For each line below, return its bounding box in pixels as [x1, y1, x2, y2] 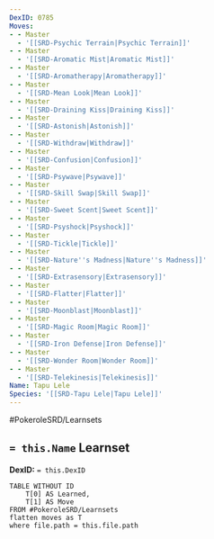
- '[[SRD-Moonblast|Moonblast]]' [17, 306, 143, 315]
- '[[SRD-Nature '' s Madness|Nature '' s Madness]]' [17, 256, 207, 265]
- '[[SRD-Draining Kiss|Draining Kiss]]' [17, 105, 175, 114]
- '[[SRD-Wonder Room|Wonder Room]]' [17, 356, 159, 365]
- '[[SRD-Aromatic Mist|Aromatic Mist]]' [17, 55, 175, 64]
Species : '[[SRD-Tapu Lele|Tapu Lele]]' [9, 390, 164, 399]
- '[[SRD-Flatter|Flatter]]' [17, 289, 127, 298]
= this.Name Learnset [9, 440, 130, 455]
